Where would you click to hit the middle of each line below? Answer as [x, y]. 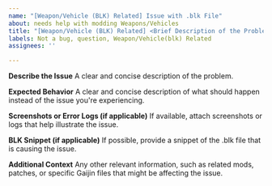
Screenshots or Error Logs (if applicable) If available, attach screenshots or [136, 116]
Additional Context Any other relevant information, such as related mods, [131, 165]
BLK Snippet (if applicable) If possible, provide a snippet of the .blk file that [135, 140]
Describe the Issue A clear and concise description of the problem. [121, 76]
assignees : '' [32, 46]
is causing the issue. [42, 149]
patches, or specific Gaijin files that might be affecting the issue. [116, 173]
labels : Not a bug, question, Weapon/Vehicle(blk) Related [110, 38]
